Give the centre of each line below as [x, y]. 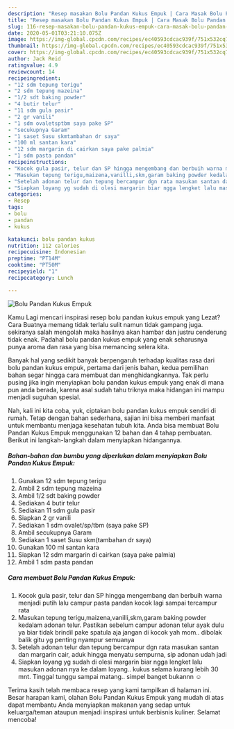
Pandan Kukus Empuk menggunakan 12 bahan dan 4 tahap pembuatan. [110, 433]
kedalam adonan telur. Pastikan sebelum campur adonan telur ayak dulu [121, 625]
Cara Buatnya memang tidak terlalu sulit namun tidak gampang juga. [106, 324]
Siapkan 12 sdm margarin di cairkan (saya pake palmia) [97, 554]
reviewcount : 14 [31, 72]
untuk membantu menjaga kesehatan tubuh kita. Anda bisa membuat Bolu [114, 425]
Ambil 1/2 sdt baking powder [59, 495]
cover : [17, 53]
